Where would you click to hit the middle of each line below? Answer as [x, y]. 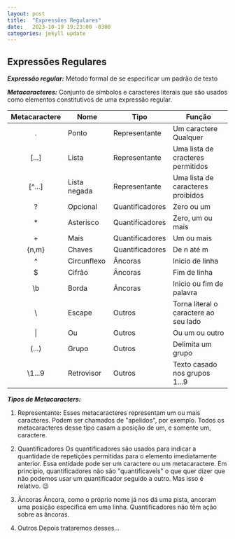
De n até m [190, 250]
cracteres [188, 158]
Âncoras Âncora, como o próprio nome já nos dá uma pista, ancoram [117, 500]
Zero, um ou [192, 218]
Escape [80, 313]
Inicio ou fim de [198, 284]
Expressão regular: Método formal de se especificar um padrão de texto [113, 79]
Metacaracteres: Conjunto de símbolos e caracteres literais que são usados [117, 93]
